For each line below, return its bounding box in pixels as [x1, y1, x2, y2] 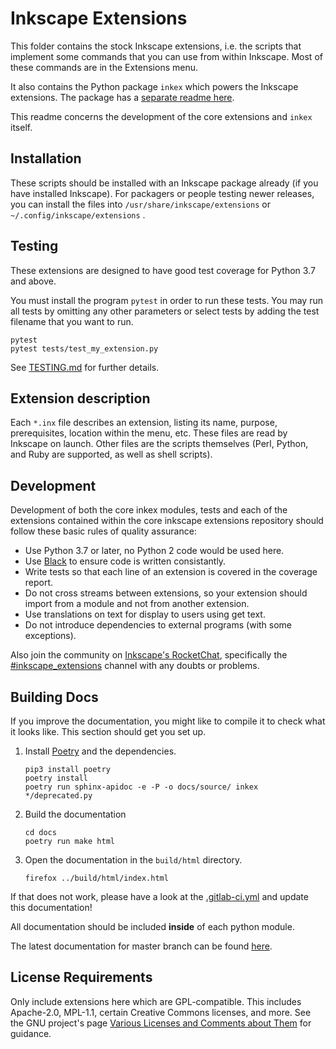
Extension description [10, 390, 151, 407]
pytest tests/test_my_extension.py [10, 343, 159, 354]
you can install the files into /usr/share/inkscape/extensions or [10, 198, 271, 210]
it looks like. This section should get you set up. [10, 726, 207, 737]
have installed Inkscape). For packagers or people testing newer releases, [10, 187, 315, 199]
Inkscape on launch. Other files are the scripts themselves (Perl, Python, [10, 438, 309, 450]
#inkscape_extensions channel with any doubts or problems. [10, 660, 260, 672]
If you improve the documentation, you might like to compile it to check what [10, 715, 326, 727]
